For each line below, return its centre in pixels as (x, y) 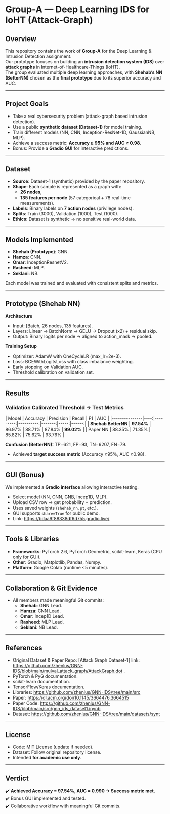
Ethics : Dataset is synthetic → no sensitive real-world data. (74, 219)
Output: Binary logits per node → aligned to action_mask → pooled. (82, 337)
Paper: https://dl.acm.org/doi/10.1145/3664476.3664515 (71, 698)
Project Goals (27, 104)
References (24, 648)
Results (17, 393)
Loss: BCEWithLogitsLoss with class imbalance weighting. (73, 362)
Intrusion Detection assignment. (38, 56)
